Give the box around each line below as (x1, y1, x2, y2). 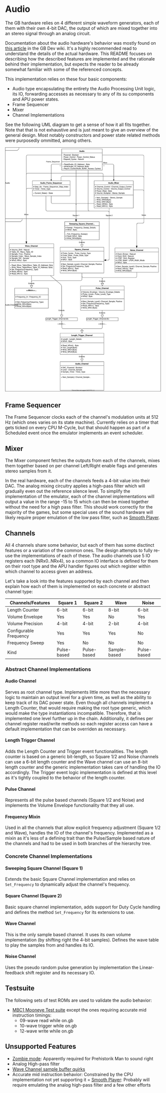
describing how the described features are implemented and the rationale (5, 56, 155, 62)
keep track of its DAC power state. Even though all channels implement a (5, 700, 153, 706)
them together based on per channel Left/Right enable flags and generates (5, 463, 158, 469)
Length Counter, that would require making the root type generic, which (5, 705, 151, 710)
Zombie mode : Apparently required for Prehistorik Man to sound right (12, 1055, 154, 1061)
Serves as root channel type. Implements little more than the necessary (5, 689, 151, 695)
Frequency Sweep (7, 640, 44, 645)
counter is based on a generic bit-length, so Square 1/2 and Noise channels (5, 753, 159, 760)
